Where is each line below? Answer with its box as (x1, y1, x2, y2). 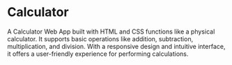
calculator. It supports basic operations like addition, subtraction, (7, 34, 194, 43)
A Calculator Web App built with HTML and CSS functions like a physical (7, 27, 215, 36)
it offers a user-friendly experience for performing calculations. (7, 50, 189, 58)
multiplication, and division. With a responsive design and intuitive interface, (7, 42, 226, 50)
